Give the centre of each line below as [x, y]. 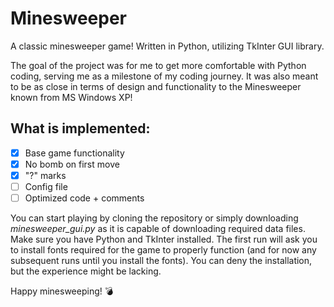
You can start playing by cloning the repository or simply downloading [154, 218]
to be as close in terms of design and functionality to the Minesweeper [156, 86]
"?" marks [45, 175]
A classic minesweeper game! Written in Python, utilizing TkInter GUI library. [167, 46]
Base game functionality [74, 153]
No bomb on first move [72, 164]
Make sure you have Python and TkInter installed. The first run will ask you [164, 239]
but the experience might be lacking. [86, 271]
